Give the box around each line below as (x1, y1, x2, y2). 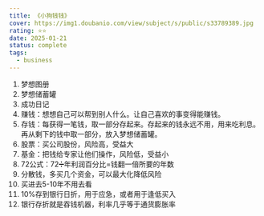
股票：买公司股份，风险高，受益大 (20, 139, 134, 149)
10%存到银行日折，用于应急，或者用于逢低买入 (20, 189, 177, 198)
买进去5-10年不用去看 (20, 179, 93, 189)
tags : (9, 49, 27, 57)
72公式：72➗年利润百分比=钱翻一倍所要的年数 (20, 159, 175, 169)
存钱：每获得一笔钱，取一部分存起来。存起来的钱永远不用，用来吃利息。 (20, 119, 260, 129)
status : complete (9, 42, 67, 50)
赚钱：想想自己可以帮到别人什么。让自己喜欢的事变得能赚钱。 (20, 109, 225, 118)
